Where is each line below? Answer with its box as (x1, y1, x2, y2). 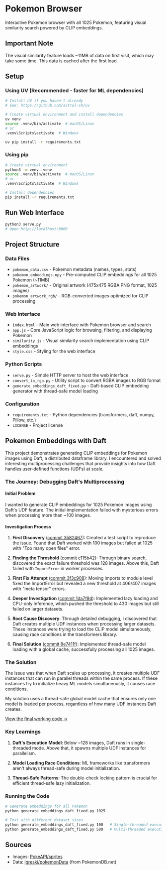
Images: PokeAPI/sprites (12, 854, 63, 860)
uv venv (5, 117, 21, 122)
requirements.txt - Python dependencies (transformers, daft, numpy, (12, 412, 155, 417)
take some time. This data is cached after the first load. (5, 58, 118, 64)
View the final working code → (5, 716, 68, 722)
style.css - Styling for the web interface (12, 348, 95, 354)
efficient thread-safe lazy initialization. (12, 780, 91, 786)
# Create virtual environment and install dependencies (5, 112, 123, 117)
